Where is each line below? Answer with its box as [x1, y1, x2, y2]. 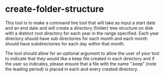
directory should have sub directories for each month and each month [5, 36, 148, 41]
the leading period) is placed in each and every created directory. [5, 66, 138, 72]
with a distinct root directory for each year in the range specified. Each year [5, 30, 159, 36]
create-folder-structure [5, 3, 104, 15]
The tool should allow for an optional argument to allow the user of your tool [5, 50, 160, 56]
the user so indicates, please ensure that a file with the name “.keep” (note [5, 61, 157, 67]
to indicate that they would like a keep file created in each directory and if [5, 55, 155, 61]
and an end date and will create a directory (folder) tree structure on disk [5, 25, 154, 31]
